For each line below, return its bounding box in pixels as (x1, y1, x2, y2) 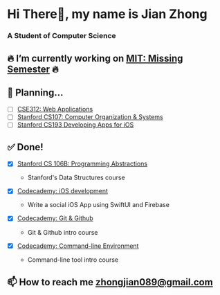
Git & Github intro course (27, 228, 98, 236)
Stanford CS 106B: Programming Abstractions (17, 159, 147, 168)
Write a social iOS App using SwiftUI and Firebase (27, 201, 169, 209)
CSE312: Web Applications (17, 105, 93, 114)
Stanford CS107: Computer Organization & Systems (17, 113, 164, 121)
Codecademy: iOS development (17, 187, 109, 195)
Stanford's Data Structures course (27, 173, 126, 182)
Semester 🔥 (7, 63, 59, 75)
